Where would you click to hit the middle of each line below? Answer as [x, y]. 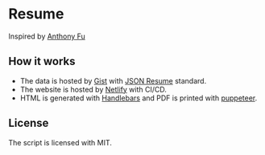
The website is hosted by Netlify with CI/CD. [93, 89]
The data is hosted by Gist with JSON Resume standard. [113, 80]
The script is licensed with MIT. [60, 142]
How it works [42, 61]
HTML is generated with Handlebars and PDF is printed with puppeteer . [139, 98]
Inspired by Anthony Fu [47, 36]
